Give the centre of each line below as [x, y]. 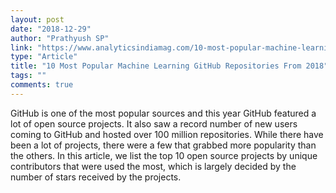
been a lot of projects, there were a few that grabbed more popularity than [163, 145]
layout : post [37, 19]
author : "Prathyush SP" [60, 38]
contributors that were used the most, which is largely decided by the [153, 166]
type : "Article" [44, 57]
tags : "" [28, 76]
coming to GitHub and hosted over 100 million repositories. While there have [167, 134]
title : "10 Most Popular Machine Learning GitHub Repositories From [156, 66]
